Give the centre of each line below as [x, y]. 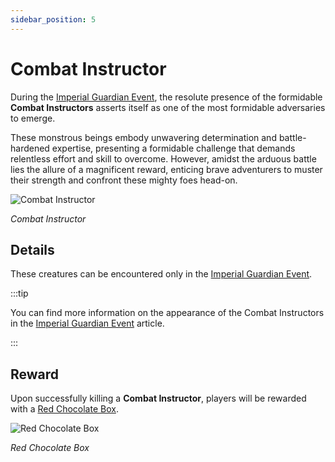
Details [32, 249]
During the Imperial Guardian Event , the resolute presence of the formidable [166, 97]
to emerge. [33, 118]
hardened [30, 148]
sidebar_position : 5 [53, 19]
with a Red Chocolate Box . [64, 409]
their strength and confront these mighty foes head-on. [124, 180]
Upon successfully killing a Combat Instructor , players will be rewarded [158, 398]
